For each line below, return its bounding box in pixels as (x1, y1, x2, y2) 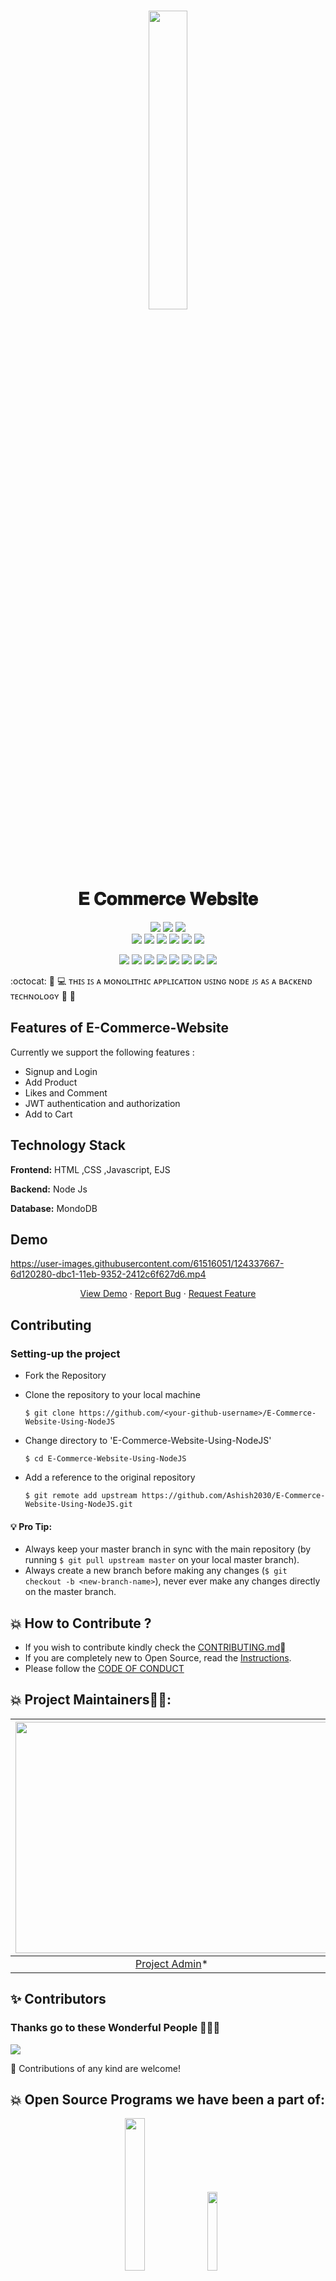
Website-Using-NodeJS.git (24, 1500, 133, 1510)
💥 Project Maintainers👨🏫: (10, 1691, 172, 1709)
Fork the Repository (24, 1370, 107, 1382)
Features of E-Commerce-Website (10, 1020, 229, 1037)
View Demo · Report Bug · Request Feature (79, 1288, 257, 1300)
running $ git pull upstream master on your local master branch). (24, 1554, 300, 1566)
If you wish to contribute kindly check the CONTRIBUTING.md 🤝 (24, 1641, 287, 1654)
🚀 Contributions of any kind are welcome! (10, 2062, 181, 2074)
